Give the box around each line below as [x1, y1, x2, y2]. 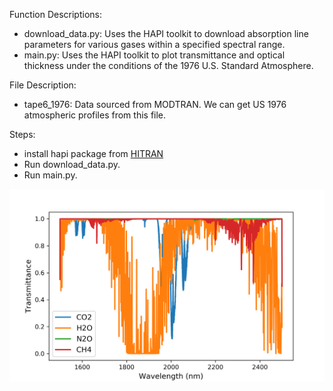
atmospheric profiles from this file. [23, 109, 167, 121]
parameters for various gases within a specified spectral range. [23, 39, 286, 50]
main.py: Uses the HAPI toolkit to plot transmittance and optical [23, 49, 286, 61]
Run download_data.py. [23, 159, 121, 170]
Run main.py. [23, 169, 78, 181]
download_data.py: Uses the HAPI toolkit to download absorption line [23, 28, 309, 39]
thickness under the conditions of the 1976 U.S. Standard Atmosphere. [23, 60, 314, 71]
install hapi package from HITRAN [23, 148, 164, 159]
